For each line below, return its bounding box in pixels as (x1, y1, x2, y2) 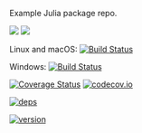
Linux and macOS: (9, 44, 78, 54)
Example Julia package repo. (9, 8, 118, 18)
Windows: (9, 62, 47, 71)
